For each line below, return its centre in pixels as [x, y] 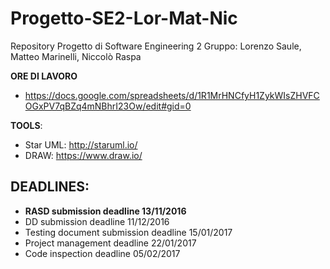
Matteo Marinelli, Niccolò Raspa [76, 56]
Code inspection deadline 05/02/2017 [102, 253]
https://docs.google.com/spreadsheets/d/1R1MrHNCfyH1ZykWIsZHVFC [172, 95]
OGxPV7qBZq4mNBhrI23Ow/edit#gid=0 [108, 106]
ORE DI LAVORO [44, 76]
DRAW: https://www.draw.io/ [83, 155]
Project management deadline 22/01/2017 [110, 243]
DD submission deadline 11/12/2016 [97, 221]
